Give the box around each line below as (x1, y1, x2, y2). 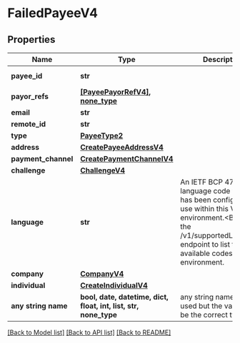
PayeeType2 (79, 130, 124, 140)
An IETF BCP (180, 177, 224, 187)
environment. (180, 257, 225, 267)
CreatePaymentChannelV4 (79, 154, 174, 163)
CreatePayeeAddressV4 (79, 143, 164, 152)
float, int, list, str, (79, 301, 139, 311)
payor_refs (11, 91, 49, 101)
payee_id (11, 71, 43, 81)
